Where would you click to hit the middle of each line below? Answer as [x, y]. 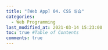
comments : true [24, 38]
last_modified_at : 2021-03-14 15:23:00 [54, 27]
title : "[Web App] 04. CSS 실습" [45, 11]
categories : [20, 17]
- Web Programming [34, 22]
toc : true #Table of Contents [43, 33]
